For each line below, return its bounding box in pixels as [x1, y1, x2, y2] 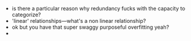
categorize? [11, 11, 42, 18]
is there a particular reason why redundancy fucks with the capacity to [11, 5, 186, 12]
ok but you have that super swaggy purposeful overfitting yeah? [11, 23, 170, 30]
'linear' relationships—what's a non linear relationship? [11, 18, 146, 24]
